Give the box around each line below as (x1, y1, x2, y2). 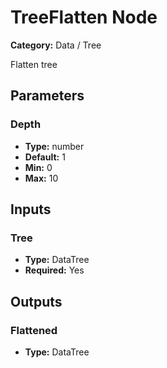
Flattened (10, 323, 58, 337)
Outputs (10, 293, 63, 310)
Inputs (10, 201, 52, 218)
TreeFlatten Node (10, 6, 158, 29)
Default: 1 (24, 151, 66, 163)
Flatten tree (10, 58, 58, 70)
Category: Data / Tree (10, 39, 102, 51)
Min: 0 (24, 161, 53, 173)
